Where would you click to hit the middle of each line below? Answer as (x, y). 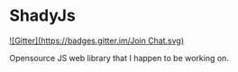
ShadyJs (43, 16)
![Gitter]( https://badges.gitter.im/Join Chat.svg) (97, 40)
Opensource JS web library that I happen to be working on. (119, 58)
